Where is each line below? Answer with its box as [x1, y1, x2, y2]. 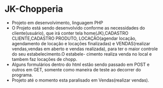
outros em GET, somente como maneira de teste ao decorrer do [11, 66, 141, 72]
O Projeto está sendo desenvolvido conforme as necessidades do [11, 25, 145, 30]
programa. [11, 72, 33, 78]
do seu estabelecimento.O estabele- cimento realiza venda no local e [11, 51, 152, 57]
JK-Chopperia [4, 3, 63, 15]
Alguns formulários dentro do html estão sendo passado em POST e [11, 61, 150, 67]
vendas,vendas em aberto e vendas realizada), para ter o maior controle [11, 46, 158, 52]
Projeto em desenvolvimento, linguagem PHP [11, 20, 104, 26]
